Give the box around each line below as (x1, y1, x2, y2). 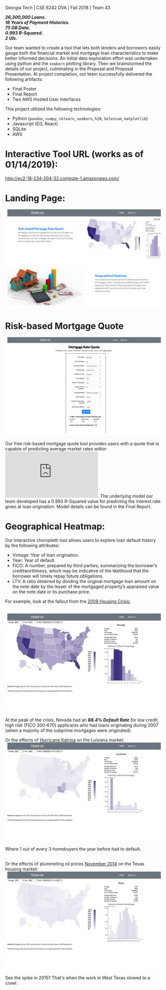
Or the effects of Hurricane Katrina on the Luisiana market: (5, 737, 124, 743)
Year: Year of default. (12, 557, 56, 563)
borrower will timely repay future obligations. (12, 573, 104, 579)
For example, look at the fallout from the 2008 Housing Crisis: (5, 598, 131, 604)
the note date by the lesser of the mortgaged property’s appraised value (12, 583, 160, 589)
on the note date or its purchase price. (12, 588, 90, 595)
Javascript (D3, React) (12, 121, 58, 126)
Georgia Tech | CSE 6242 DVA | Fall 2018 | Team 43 (5, 5, 111, 10)
